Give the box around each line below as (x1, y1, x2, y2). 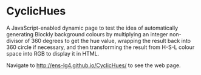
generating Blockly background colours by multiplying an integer (6, 30, 168, 37)
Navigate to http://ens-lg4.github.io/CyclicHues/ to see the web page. (6, 62, 181, 69)
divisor (6, 37, 24, 44)
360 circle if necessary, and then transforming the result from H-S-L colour (6, 44, 195, 51)
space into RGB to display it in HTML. (6, 50, 100, 57)
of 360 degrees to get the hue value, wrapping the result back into (24, 37, 191, 44)
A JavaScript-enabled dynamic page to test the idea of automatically (6, 24, 179, 31)
